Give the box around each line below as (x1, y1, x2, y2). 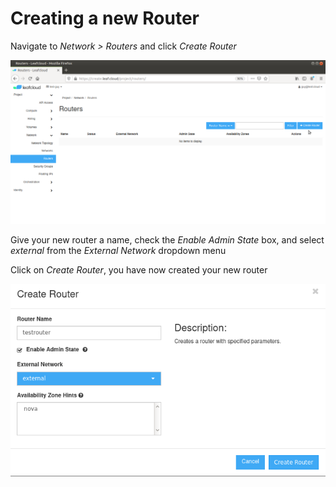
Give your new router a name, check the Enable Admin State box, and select (10, 234, 325, 246)
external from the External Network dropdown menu (10, 245, 227, 257)
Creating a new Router (10, 7, 200, 30)
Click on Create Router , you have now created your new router (10, 264, 268, 276)
